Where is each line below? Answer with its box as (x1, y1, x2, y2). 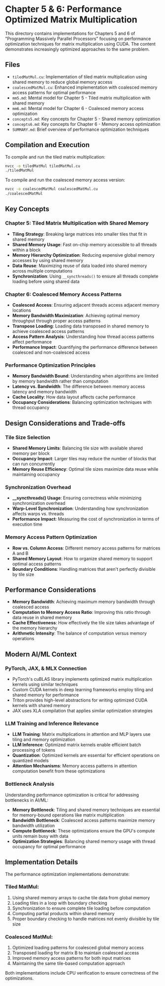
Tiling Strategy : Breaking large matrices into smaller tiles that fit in (12, 231, 148, 237)
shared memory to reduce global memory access (12, 79, 112, 85)
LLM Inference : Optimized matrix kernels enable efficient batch (12, 742, 141, 748)
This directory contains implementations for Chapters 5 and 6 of (5, 30, 135, 36)
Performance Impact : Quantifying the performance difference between (12, 344, 158, 350)
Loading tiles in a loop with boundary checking (12, 900, 107, 906)
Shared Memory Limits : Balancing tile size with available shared (12, 445, 143, 451)
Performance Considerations (5, 586, 96, 594)
